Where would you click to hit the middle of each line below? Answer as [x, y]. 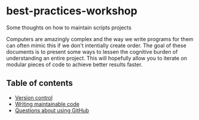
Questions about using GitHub [52, 110]
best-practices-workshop [72, 11]
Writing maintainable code [47, 104]
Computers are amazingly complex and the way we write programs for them [100, 39]
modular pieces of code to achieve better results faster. [74, 64]
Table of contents [39, 83]
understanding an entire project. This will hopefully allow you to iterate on [97, 58]
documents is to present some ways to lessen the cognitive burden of [92, 51]
